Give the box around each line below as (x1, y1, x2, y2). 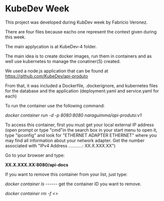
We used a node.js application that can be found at (5, 67, 108, 74)
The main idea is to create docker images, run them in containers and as (5, 53, 152, 59)
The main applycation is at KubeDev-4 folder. (5, 43, 97, 49)
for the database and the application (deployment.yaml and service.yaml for (5, 88, 159, 94)
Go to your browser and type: (5, 152, 65, 158)
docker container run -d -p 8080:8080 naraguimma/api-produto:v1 (5, 112, 142, 118)
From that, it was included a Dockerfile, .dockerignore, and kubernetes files (5, 82, 158, 89)
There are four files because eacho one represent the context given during (5, 29, 157, 34)
